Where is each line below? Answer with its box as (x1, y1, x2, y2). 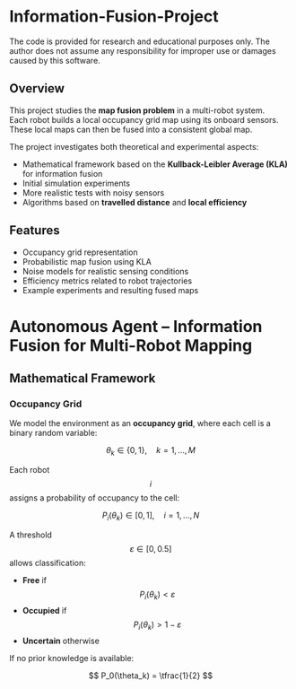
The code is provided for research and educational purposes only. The (9, 36, 271, 47)
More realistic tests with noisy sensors (22, 187, 165, 198)
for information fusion (22, 168, 103, 179)
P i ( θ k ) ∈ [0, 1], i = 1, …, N (101, 510, 200, 523)
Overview (9, 81, 65, 96)
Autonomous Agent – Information (9, 316, 263, 336)
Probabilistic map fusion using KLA (22, 256, 152, 266)
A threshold (9, 529, 52, 540)
